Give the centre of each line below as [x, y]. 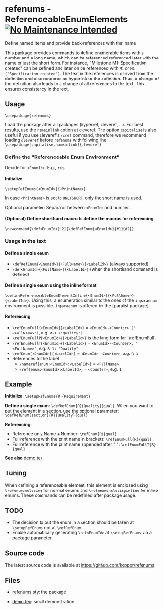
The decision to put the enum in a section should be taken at [73, 522]
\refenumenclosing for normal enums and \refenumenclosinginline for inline [82, 490]
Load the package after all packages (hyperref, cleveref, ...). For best [74, 124]
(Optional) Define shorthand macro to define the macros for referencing [79, 218]
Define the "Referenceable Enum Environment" [62, 157]
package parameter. [32, 538]
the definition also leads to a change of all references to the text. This [75, 83]
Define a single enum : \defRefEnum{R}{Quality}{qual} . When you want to [79, 405]
